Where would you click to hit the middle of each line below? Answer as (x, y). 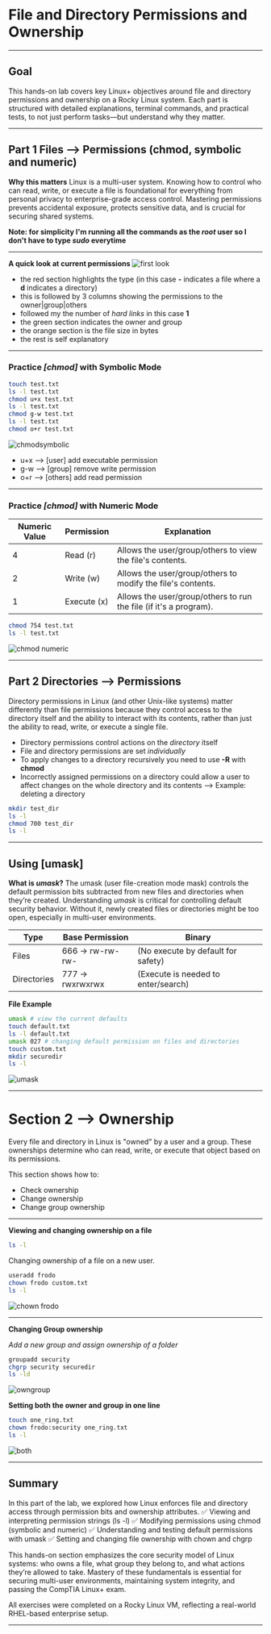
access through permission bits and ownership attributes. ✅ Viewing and (129, 1511)
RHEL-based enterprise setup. (58, 1613)
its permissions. (35, 1159)
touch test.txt (34, 384)
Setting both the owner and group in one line (84, 1406)
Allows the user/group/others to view (187, 550)
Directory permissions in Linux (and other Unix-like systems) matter (121, 701)
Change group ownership (62, 1207)
